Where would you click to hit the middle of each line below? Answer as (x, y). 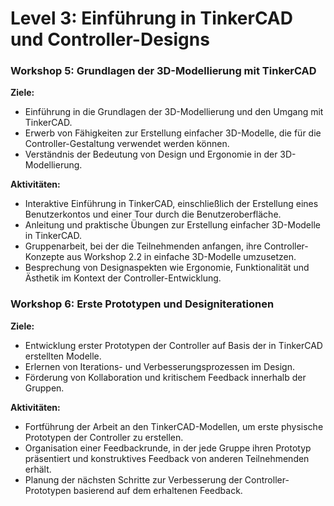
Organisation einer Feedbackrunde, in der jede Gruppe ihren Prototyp (168, 448)
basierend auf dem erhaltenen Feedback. (158, 490)
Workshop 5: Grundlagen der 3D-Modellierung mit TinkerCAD (163, 71)
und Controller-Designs (110, 39)
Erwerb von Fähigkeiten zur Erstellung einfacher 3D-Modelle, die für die (173, 133)
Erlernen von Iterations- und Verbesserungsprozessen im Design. (159, 366)
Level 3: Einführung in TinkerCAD (151, 18)
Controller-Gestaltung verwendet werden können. (127, 144)
